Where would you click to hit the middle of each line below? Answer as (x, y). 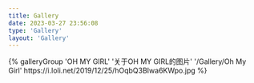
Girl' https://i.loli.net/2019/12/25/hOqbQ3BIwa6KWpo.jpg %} (108, 71)
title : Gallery (34, 16)
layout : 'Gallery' (39, 38)
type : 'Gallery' (35, 30)
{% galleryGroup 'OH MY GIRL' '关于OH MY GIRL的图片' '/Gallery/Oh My (127, 61)
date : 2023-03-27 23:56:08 (53, 23)
